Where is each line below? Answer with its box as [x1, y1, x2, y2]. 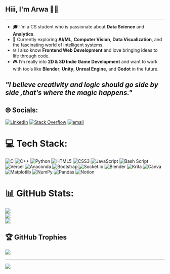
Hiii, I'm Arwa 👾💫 [5, 5, 59, 14]
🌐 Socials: [5, 106, 38, 114]
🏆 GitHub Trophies [5, 233, 67, 242]
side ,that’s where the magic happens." [5, 88, 133, 97]
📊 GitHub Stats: [5, 188, 74, 199]
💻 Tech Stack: [5, 138, 68, 150]
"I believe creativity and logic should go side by [5, 81, 158, 89]
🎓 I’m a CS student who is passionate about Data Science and [12, 23, 145, 29]
